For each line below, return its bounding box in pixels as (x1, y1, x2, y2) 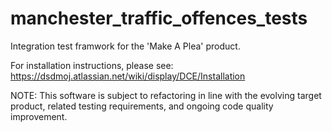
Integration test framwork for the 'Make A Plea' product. (10, 40, 241, 52)
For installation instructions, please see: (10, 59, 174, 71)
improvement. (10, 110, 68, 122)
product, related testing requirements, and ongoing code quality (10, 100, 274, 112)
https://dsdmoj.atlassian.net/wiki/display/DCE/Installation (10, 70, 246, 82)
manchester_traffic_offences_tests (10, 7, 308, 30)
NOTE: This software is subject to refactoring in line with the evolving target (10, 89, 322, 101)
